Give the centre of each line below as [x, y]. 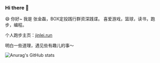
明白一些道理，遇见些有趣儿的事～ [40, 46]
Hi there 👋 [17, 8]
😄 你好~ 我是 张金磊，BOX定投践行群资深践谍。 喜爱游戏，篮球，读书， [78, 19]
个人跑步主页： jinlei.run [29, 35]
